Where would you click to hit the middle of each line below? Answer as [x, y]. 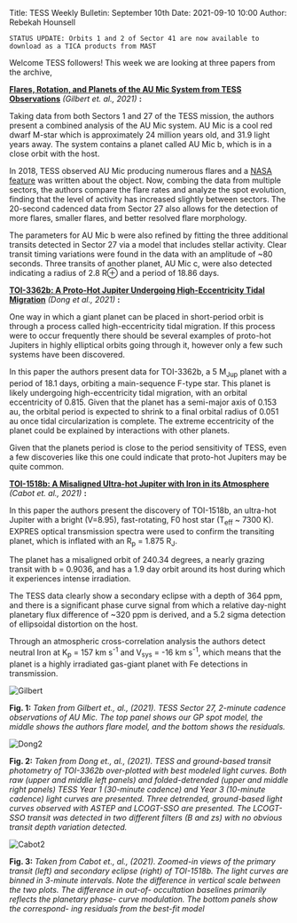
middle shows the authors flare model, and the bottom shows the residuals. [147, 726]
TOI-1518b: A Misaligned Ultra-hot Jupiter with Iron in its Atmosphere [139, 484]
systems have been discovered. [67, 355]
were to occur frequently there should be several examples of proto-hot [141, 335]
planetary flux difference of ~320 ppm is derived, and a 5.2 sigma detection [148, 615]
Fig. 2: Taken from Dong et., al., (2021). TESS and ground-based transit [140, 761]
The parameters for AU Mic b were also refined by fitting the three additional [148, 235]
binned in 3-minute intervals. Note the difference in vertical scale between [145, 880]
